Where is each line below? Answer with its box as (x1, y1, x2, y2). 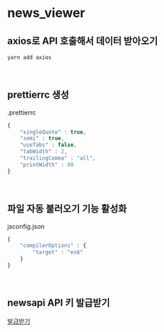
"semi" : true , (20, 135, 65, 142)
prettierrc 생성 (7, 89, 69, 101)
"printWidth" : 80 (20, 161, 74, 168)
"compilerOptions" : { (20, 242, 87, 249)
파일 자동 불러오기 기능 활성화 (7, 203, 127, 215)
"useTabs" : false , (20, 141, 77, 149)
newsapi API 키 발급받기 (7, 297, 111, 309)
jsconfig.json (7, 222, 45, 230)
